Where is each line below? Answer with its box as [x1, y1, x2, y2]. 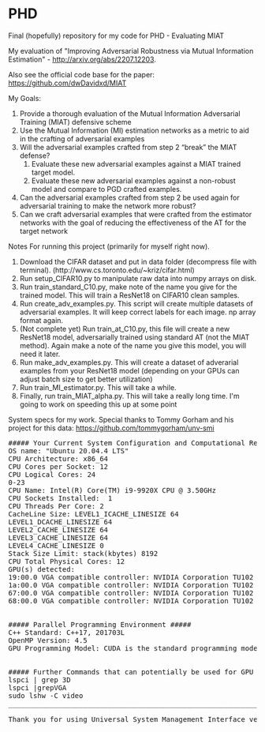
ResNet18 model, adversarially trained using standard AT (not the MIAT [19, 332, 250, 342]
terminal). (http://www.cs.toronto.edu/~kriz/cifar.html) [19, 265, 195, 275]
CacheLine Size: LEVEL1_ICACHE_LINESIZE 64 [8, 509, 179, 518]
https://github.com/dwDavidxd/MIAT [8, 78, 127, 88]
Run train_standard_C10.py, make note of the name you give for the [19, 282, 238, 291]
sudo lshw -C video [8, 691, 84, 700]
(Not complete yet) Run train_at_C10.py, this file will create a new [19, 324, 230, 333]
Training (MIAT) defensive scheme [19, 117, 132, 126]
